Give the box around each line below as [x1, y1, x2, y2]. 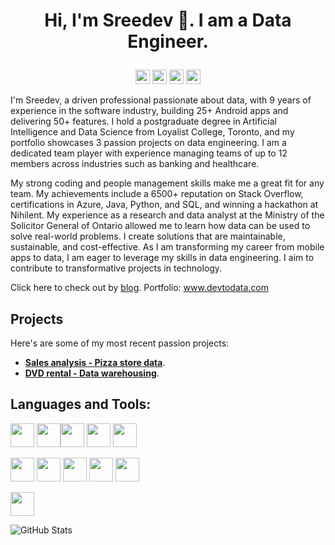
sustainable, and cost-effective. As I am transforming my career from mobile [10, 241, 325, 253]
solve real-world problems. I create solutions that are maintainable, [10, 230, 286, 243]
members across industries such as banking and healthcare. [10, 158, 260, 170]
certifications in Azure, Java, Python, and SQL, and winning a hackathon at [10, 199, 319, 211]
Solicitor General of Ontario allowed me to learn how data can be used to [10, 220, 311, 232]
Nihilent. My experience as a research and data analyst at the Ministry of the [10, 209, 325, 221]
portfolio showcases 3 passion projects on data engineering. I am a [10, 137, 287, 149]
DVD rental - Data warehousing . [24, 367, 160, 379]
